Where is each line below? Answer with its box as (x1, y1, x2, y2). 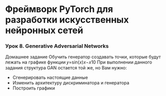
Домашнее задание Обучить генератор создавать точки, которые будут (5, 54, 161, 60)
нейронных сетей (5, 25, 84, 36)
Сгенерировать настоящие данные (12, 74, 88, 80)
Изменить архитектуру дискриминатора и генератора (12, 80, 130, 86)
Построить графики (12, 85, 55, 91)
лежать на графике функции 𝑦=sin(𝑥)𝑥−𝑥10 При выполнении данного (5, 59, 152, 65)
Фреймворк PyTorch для (5, 3, 113, 15)
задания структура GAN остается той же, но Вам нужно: (5, 65, 127, 71)
